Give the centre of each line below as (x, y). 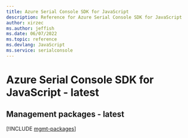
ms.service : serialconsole (40, 51)
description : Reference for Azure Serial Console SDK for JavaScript (94, 17)
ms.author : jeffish (30, 28)
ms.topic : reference (32, 39)
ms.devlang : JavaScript (36, 45)
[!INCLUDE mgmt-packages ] (41, 128)
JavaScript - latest (53, 92)
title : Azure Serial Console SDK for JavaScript (68, 12)
